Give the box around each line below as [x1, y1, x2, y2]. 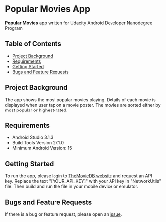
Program [5, 25, 23, 31]
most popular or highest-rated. [5, 107, 68, 113]
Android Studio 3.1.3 [12, 134, 54, 140]
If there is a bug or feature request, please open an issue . [5, 211, 122, 217]
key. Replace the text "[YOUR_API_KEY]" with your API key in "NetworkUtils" [5, 178, 161, 184]
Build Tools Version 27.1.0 [12, 140, 64, 146]
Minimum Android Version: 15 [12, 145, 72, 151]
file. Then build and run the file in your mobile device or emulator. [5, 183, 139, 190]
